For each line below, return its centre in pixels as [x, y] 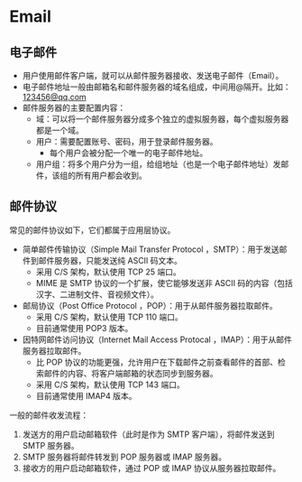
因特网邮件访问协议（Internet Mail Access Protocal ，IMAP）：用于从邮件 [157, 339]
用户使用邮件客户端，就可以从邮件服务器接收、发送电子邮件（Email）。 [153, 75]
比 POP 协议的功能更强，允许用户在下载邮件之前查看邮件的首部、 [157, 362]
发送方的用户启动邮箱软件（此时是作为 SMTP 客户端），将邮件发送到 [148, 434]
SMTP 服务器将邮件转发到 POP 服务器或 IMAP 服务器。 [124, 457]
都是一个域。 [59, 130]
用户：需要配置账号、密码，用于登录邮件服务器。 [127, 141]
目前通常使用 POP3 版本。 [84, 328]
